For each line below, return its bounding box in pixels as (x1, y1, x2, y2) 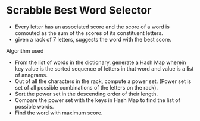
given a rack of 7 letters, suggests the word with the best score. (14, 36, 171, 43)
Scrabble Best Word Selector (6, 4, 152, 17)
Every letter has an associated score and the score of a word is (14, 23, 170, 30)
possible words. (14, 103, 54, 110)
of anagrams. (14, 71, 48, 78)
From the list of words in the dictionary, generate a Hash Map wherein (14, 59, 186, 66)
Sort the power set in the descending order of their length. (14, 90, 158, 97)
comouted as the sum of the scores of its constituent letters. (14, 29, 163, 36)
